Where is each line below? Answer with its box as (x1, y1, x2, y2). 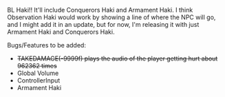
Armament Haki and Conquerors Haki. (7, 28, 115, 36)
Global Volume (17, 69, 59, 77)
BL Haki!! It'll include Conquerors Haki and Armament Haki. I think (7, 6, 193, 14)
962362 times (17, 62, 57, 69)
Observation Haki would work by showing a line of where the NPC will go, (7, 13, 216, 21)
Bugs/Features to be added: (7, 41, 86, 49)
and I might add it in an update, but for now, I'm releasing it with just (7, 21, 200, 28)
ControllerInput (17, 76, 61, 85)
